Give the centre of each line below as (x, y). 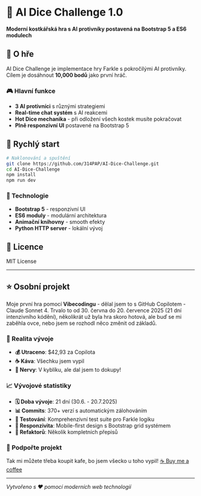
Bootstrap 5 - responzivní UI (50, 209)
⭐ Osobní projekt (38, 287)
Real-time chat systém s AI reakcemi (61, 113)
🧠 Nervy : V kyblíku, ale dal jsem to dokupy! (68, 370)
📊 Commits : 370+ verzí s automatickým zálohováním (81, 410)
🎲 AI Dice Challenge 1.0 (65, 12)
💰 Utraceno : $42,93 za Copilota (55, 352)
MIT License (22, 261)
